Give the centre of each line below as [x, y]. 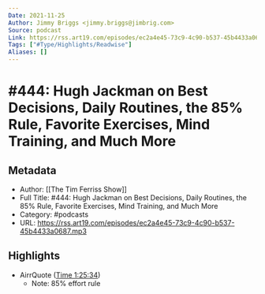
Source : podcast [35, 30]
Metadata [32, 170]
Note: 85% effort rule [66, 283]
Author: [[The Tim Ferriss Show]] [73, 189]
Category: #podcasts [54, 214]
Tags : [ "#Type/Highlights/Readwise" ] [70, 45]
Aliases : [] [28, 52]
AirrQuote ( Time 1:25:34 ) [60, 275]
